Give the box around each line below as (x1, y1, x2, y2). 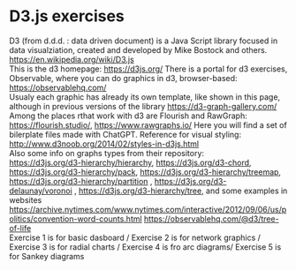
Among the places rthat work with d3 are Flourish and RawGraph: (9, 110, 247, 121)
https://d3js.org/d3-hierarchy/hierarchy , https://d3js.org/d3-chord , (9, 157, 252, 168)
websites (9, 194, 42, 205)
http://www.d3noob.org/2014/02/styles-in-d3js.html (9, 139, 200, 149)
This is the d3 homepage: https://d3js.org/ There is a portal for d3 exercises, (9, 64, 288, 74)
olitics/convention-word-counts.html (9, 214, 143, 224)
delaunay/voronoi (9, 185, 72, 196)
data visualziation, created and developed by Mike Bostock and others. (9, 44, 268, 55)
